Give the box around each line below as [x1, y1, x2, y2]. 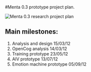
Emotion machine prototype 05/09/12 [12, 61, 87, 67]
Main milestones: [5, 28, 59, 36]
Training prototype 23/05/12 [12, 51, 68, 56]
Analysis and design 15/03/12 [12, 40, 71, 46]
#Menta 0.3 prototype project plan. [5, 4, 75, 10]
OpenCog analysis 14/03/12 [12, 46, 67, 52]
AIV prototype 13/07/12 [12, 56, 58, 62]
